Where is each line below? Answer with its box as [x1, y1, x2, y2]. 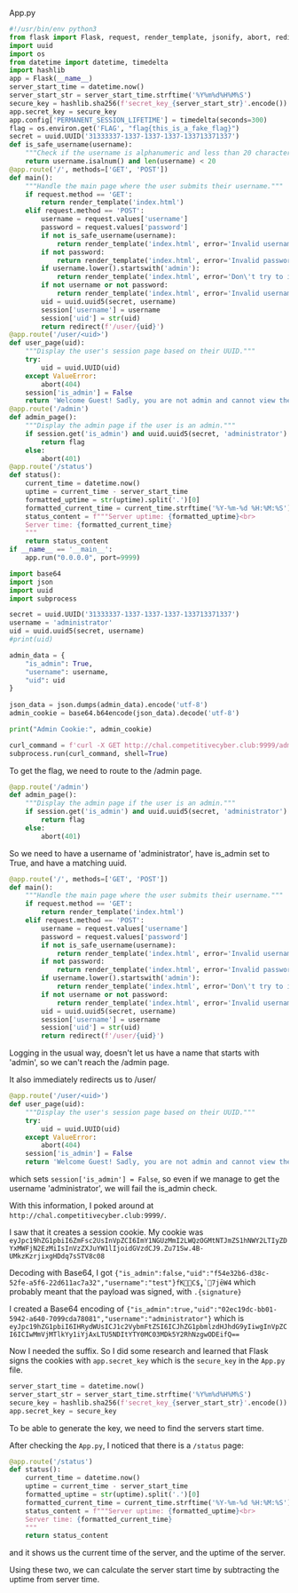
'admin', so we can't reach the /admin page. [9, 1057, 170, 1068]
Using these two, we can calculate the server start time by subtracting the [9, 1565, 279, 1575]
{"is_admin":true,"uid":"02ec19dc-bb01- [126, 1305, 278, 1314]
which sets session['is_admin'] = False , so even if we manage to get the [9, 1174, 280, 1184]
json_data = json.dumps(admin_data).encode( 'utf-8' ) [9, 701, 208, 710]
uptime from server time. [9, 1574, 100, 1585]
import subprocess [9, 594, 77, 603]
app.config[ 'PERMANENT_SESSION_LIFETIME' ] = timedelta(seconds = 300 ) [9, 115, 268, 124]
